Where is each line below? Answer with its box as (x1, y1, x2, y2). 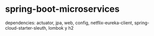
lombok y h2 (48, 25, 74, 31)
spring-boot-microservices (5, 3, 120, 15)
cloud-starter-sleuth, (5, 25, 48, 31)
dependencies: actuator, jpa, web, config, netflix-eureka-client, (5, 20, 133, 26)
